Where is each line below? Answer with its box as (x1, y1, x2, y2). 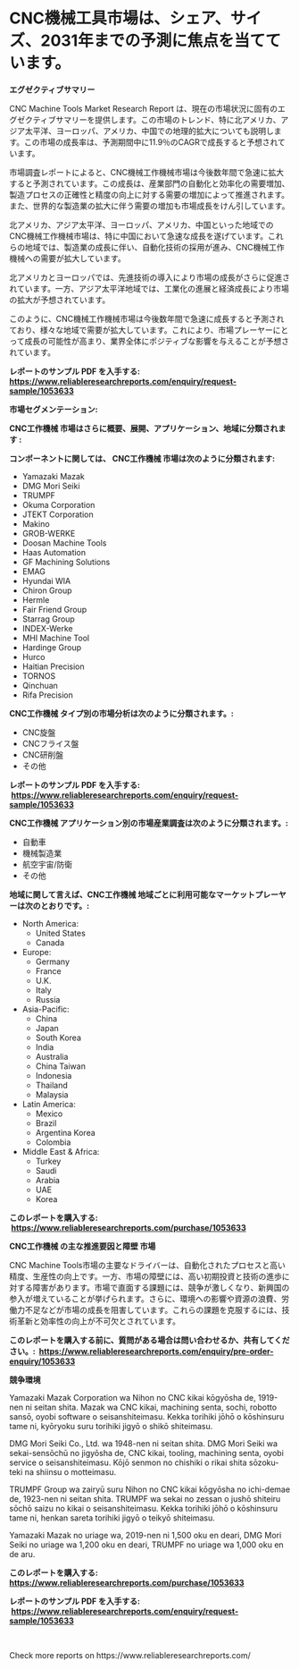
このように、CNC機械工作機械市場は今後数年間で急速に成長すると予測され (9, 313, 285, 324)
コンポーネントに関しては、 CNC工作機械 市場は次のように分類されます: (9, 453, 275, 463)
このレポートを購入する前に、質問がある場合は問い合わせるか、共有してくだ (9, 1334, 290, 1345)
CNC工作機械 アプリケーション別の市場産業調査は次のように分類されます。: (9, 818, 288, 828)
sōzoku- (248, 1457, 279, 1468)
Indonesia (35, 1070, 72, 1080)
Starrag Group (21, 614, 76, 624)
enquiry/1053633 (9, 1356, 76, 1367)
